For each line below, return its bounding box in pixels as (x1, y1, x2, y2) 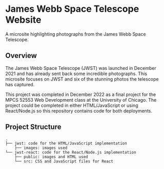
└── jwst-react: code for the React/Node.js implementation (5, 149, 137, 155)
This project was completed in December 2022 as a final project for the (5, 91, 156, 98)
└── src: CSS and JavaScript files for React (14, 159, 114, 164)
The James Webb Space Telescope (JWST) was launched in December (5, 65, 156, 71)
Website (5, 14, 42, 26)
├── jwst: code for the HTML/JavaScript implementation (5, 141, 127, 146)
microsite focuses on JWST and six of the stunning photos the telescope (5, 76, 159, 82)
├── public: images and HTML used (14, 154, 88, 159)
